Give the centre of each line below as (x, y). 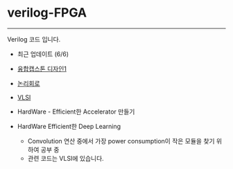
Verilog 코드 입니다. (34, 39)
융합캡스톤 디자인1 (42, 69)
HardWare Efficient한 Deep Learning (69, 126)
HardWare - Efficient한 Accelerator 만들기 (76, 112)
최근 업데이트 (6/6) (43, 54)
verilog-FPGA (47, 13)
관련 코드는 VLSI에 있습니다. (66, 158)
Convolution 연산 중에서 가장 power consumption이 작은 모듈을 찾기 (121, 141)
